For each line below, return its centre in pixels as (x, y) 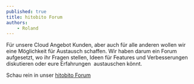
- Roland (28, 28)
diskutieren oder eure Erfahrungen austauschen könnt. (74, 64)
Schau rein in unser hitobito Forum (49, 75)
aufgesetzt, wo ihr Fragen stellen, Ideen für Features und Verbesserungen (97, 57)
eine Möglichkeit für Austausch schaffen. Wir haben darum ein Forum (92, 51)
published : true (26, 12)
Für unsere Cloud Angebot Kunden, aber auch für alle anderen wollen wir (96, 45)
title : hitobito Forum (34, 17)
